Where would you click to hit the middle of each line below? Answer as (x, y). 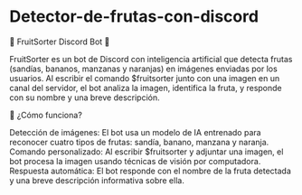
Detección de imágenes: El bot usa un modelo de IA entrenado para (135, 132)
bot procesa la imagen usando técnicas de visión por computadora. (135, 161)
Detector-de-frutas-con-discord (134, 17)
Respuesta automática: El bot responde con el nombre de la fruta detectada (151, 171)
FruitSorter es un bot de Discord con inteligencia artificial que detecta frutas (151, 59)
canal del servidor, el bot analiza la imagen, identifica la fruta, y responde (146, 88)
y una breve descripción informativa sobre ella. (97, 180)
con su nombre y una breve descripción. (85, 97)
